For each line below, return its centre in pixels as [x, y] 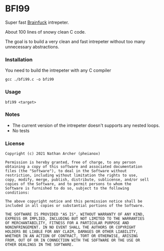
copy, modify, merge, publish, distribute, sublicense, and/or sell [77, 180]
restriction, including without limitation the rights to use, [72, 176]
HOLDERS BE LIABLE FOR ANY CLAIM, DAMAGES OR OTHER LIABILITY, [72, 232]
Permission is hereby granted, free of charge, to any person [70, 162]
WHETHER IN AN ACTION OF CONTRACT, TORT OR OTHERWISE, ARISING [72, 236]
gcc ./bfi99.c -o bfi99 [30, 80]
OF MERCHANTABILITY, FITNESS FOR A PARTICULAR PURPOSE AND [67, 223]
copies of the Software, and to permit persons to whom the [68, 184]
